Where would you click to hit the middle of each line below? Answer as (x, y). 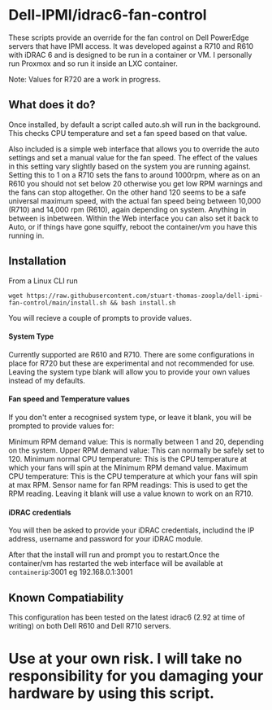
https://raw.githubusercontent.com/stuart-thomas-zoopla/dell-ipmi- (145, 296)
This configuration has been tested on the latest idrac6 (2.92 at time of (127, 617)
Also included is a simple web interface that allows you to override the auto (134, 149)
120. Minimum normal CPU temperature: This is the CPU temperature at (128, 458)
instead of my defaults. (47, 380)
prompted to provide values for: (61, 426)
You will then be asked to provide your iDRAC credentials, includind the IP (132, 530)
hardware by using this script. (112, 693)
